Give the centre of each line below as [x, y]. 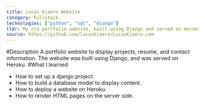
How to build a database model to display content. [78, 83]
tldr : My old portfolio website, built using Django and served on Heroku [103, 29]
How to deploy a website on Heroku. [61, 89]
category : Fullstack [33, 18]
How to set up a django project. [55, 76]
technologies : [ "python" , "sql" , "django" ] [63, 23]
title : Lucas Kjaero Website [43, 12]
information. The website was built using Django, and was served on [92, 58]
